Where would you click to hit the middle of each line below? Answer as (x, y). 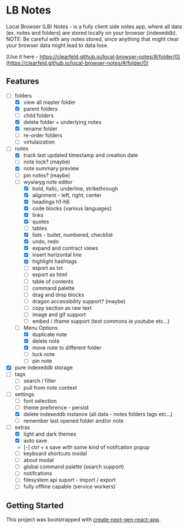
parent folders (41, 109)
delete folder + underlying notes (62, 122)
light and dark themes (50, 434)
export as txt (48, 268)
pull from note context (50, 387)
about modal (38, 460)
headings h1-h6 (51, 202)
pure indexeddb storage (44, 367)
